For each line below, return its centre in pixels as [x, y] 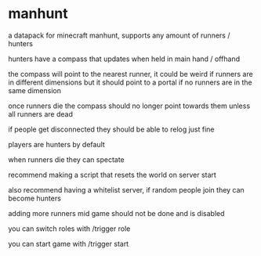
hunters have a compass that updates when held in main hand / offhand [124, 59]
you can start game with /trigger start [69, 243]
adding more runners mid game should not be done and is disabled [116, 213]
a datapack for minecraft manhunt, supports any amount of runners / [119, 35]
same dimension [34, 90]
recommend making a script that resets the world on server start [112, 175]
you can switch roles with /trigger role [69, 229]
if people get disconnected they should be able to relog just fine [111, 129]
